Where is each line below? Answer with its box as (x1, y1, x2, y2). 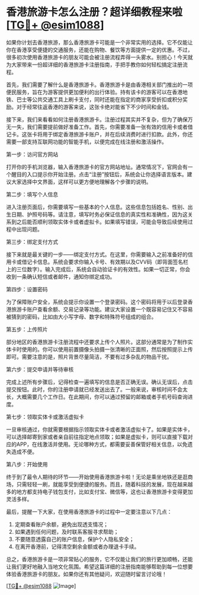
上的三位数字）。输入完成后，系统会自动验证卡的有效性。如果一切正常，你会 (6, 265, 191, 273)
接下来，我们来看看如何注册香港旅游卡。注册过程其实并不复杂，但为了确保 (6, 116, 188, 123)
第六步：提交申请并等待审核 (6, 365, 74, 373)
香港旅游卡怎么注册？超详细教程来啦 (6, 5, 183, 19)
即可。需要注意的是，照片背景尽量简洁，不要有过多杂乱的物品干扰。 (6, 353, 172, 360)
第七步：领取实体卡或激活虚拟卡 (6, 413, 84, 420)
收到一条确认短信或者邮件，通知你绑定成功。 (6, 273, 115, 280)
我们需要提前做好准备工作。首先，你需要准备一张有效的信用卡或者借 (26, 123, 193, 131)
